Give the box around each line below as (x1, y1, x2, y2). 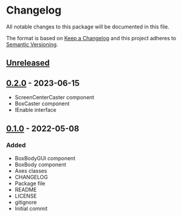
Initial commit (14, 205, 48, 212)
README (14, 186, 37, 193)
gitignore (14, 199, 37, 206)
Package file (14, 180, 46, 187)
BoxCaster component (14, 100, 70, 107)
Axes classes (14, 167, 47, 174)
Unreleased (6, 58, 50, 68)
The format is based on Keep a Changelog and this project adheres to (6, 34, 177, 41)
